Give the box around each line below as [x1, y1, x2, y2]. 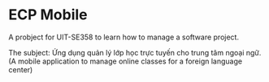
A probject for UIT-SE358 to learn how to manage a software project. [8, 32, 240, 42]
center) [8, 64, 33, 74]
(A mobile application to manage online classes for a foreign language [8, 56, 242, 66]
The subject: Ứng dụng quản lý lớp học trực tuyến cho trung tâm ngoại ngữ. [8, 47, 262, 57]
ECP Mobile [8, 6, 88, 24]
